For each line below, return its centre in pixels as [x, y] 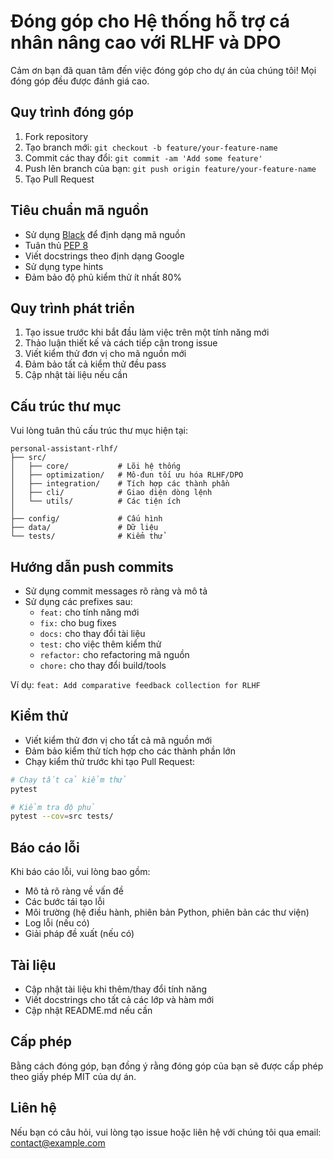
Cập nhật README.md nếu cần [88, 1010]
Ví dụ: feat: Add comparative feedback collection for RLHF [135, 684]
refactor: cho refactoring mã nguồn [114, 654]
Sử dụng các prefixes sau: [78, 601]
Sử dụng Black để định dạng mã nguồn [105, 234]
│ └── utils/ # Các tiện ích [96, 501]
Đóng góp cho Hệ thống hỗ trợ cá [150, 21]
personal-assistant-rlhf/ [64, 449]
